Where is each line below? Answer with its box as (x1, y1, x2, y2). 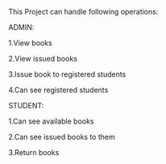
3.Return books (8, 148, 60, 157)
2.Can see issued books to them (8, 132, 115, 141)
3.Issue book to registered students (8, 69, 127, 79)
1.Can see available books (8, 116, 94, 126)
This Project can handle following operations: (8, 7, 159, 16)
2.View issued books (8, 54, 78, 63)
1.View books (8, 38, 52, 48)
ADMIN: (8, 23, 35, 32)
